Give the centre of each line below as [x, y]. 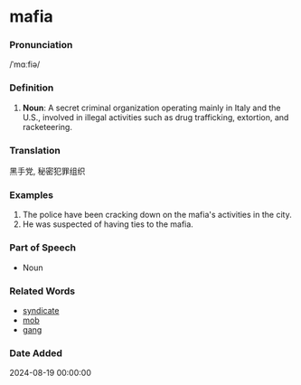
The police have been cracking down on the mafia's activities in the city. [157, 215]
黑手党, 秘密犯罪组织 [47, 171]
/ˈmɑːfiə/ [25, 64]
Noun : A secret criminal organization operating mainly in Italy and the [152, 108]
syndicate [41, 310]
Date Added [36, 352]
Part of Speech [43, 248]
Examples [32, 195]
